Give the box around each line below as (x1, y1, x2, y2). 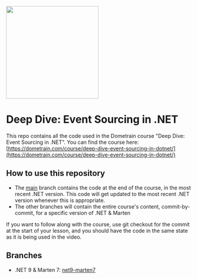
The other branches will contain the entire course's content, (14, 203, 160, 210)
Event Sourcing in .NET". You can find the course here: (6, 139, 139, 146)
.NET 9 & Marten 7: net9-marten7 (14, 266, 96, 273)
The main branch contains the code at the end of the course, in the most (14, 184, 191, 191)
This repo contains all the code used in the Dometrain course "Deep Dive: (6, 132, 185, 139)
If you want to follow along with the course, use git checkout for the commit (6, 220, 190, 227)
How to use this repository (6, 168, 106, 178)
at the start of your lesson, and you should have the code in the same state (6, 227, 188, 234)
